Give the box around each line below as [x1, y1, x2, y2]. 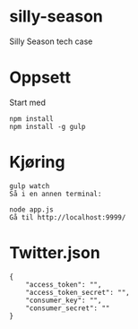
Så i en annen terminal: [9, 189, 102, 198]
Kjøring [9, 152, 65, 172]
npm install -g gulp [9, 122, 87, 131]
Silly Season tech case [9, 36, 93, 47]
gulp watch [9, 181, 50, 190]
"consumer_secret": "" [25, 303, 110, 313]
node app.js [9, 204, 54, 214]
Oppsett [9, 67, 72, 88]
